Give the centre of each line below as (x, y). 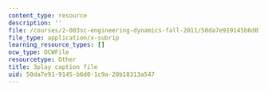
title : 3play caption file (53, 67)
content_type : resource (48, 15)
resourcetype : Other (43, 60)
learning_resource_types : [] (57, 45)
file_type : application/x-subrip (64, 38)
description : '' (35, 23)
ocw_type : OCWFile (39, 52)
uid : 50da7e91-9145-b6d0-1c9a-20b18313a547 (82, 74)
